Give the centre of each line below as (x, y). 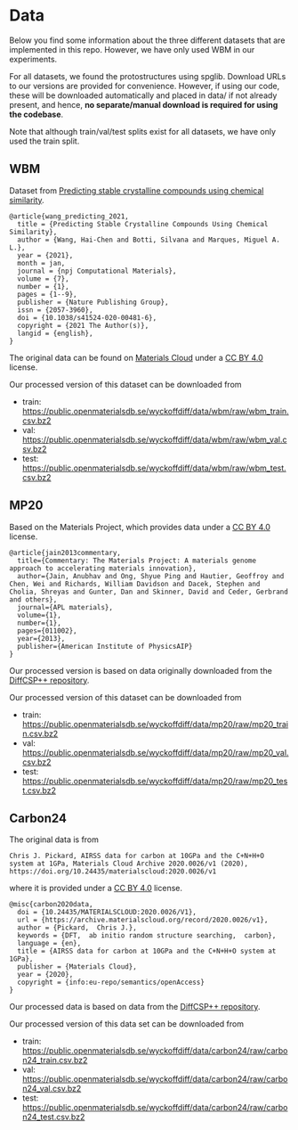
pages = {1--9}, (47, 294)
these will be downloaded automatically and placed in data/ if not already (143, 95)
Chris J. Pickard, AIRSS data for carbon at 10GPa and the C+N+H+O (137, 856)
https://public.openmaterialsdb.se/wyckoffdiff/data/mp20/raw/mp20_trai (155, 724)
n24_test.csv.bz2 (53, 1117)
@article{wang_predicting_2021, (69, 216)
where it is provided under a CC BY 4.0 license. (96, 888)
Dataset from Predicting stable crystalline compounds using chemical (137, 190)
